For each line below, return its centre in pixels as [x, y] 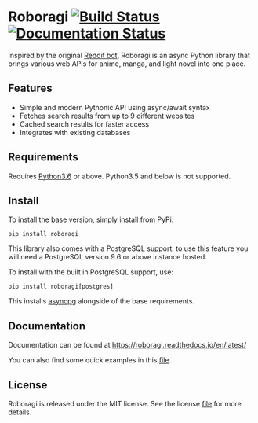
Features [30, 88]
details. [20, 412]
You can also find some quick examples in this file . [89, 360]
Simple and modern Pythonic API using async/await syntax [114, 107]
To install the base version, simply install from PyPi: [91, 219]
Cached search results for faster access [84, 124]
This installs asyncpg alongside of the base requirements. [101, 301]
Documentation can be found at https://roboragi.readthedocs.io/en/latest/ [127, 345]
